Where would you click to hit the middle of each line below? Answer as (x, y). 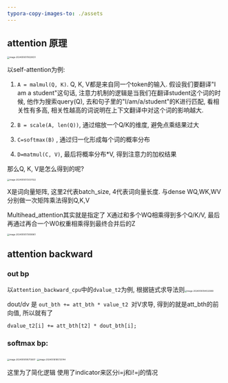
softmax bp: (28, 343)
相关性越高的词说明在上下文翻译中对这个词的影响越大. (127, 110)
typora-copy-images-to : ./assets (55, 13)
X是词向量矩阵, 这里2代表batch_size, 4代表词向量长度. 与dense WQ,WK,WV (114, 191)
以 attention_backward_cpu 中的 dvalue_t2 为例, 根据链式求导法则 (96, 289)
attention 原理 (37, 43)
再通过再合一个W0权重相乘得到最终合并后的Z (71, 223)
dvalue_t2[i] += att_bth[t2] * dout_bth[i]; (72, 326)
